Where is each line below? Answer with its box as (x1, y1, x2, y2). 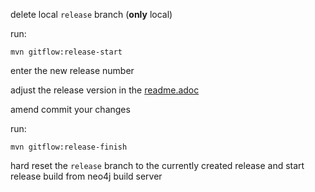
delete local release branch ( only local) (10, 9, 173, 20)
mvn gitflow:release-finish (10, 142, 128, 152)
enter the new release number (10, 65, 135, 76)
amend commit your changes (10, 104, 131, 115)
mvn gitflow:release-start (10, 47, 123, 57)
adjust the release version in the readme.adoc (10, 84, 200, 96)
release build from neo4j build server (10, 170, 163, 182)
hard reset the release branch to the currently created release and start (10, 160, 305, 171)
